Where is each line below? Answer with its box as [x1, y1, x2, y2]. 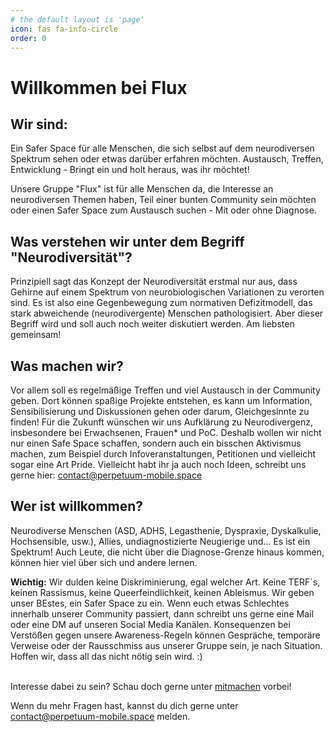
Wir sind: [10, 116, 68, 133]
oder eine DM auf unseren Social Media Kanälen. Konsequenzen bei [10, 618, 291, 630]
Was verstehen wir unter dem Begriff [10, 233, 245, 250]
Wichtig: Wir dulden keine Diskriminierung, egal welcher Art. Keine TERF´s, [10, 576, 321, 588]
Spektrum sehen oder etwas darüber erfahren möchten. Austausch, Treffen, [10, 153, 324, 165]
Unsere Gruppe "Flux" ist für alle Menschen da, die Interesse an [10, 183, 274, 195]
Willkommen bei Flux [10, 76, 188, 99]
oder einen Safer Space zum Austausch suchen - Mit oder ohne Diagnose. [10, 204, 317, 216]
